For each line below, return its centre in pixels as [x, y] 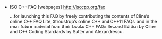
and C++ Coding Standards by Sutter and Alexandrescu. [67, 32]
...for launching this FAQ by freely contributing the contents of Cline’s [80, 16]
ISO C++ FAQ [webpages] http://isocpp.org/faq [57, 7]
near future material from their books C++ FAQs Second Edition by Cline [83, 26]
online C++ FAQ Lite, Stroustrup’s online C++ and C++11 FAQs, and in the [83, 21]
